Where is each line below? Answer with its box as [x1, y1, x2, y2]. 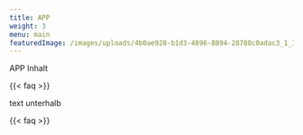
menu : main [9, 30, 50, 39]
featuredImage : [9, 38, 67, 48]
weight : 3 [9, 22, 47, 31]
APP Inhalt [9, 63, 48, 74]
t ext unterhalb [9, 98, 61, 109]
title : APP [9, 13, 50, 22]
